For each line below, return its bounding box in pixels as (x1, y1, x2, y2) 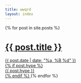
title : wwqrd (5, 7, 31, 12)
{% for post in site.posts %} (5, 25, 60, 30)
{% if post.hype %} (5, 63, 43, 69)
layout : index (5, 12, 34, 16)
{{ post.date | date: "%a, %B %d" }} (5, 57, 76, 63)
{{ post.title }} (5, 41, 62, 53)
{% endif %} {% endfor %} (5, 73, 58, 79)
